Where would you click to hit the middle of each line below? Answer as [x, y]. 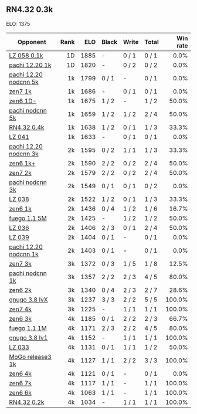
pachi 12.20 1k [30, 65]
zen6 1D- [23, 101]
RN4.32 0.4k [27, 127]
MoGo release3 [30, 357]
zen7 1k [21, 91]
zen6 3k [21, 318]
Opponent [32, 42]
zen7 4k [21, 309]
